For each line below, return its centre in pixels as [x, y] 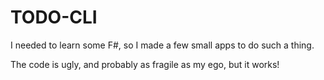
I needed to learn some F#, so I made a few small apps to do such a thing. [162, 45]
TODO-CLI [54, 17]
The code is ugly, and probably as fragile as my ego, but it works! [145, 64]
